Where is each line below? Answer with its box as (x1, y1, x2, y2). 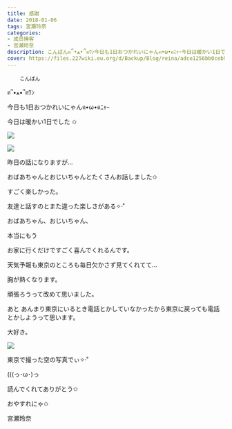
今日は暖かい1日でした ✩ (7, 117, 77, 126)
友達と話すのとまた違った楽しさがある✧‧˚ (7, 201, 125, 210)
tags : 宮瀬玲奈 (7, 23, 47, 30)
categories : (7, 29, 41, 37)
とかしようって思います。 (7, 313, 79, 321)
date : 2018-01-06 (7, 17, 57, 23)
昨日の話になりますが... (7, 158, 74, 166)
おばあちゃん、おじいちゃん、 (7, 217, 92, 225)
